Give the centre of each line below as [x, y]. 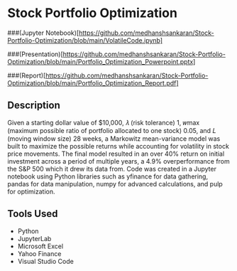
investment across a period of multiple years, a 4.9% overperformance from [119, 161]
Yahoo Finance [39, 253]
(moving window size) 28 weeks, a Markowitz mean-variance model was [114, 138]
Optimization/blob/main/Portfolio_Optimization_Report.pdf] [93, 83]
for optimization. [31, 191]
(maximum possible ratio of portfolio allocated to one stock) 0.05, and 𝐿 [112, 130]
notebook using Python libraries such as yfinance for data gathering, [108, 176]
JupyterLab [34, 238]
